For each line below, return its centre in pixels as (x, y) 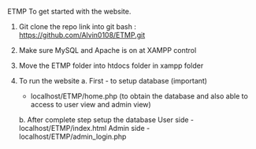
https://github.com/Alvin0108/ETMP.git (82, 35)
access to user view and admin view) (91, 104)
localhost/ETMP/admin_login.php (72, 136)
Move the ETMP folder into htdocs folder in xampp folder (111, 65)
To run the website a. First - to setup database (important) (113, 81)
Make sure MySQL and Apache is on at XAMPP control (108, 50)
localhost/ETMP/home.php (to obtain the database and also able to (139, 96)
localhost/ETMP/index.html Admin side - (84, 128)
